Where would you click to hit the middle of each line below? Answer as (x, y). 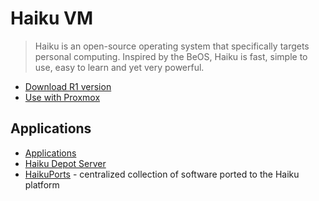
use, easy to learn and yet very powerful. (119, 67)
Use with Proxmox (62, 97)
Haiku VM (52, 18)
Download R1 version (68, 86)
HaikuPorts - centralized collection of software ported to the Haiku (162, 174)
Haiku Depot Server (65, 163)
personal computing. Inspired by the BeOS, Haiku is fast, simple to (171, 56)
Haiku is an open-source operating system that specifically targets (172, 46)
